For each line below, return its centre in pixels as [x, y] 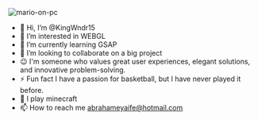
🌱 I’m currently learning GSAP [68, 45]
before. [31, 90]
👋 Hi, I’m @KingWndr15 [57, 27]
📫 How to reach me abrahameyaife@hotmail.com [101, 108]
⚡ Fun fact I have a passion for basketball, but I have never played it [130, 79]
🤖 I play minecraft [48, 99]
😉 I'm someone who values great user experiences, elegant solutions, [135, 61]
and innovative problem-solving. [73, 70]
